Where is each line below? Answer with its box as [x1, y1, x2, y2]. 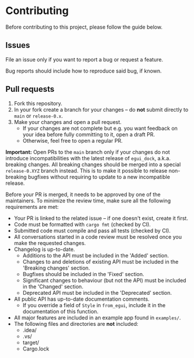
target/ [22, 339, 39, 346]
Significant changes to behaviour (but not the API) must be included [22, 277, 186, 284]
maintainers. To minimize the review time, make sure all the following [5, 197, 171, 204]
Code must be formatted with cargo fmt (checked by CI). [13, 221, 151, 228]
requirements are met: [5, 203, 59, 210]
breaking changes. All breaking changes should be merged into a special [5, 161, 181, 168]
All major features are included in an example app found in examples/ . [13, 314, 181, 321]
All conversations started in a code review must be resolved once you [13, 233, 182, 240]
